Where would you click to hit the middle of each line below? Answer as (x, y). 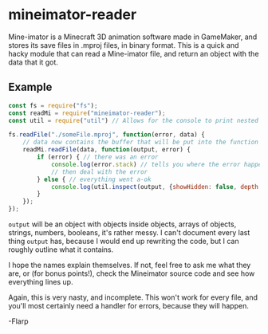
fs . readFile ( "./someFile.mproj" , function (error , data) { (106, 135)
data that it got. (33, 62)
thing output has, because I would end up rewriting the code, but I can (124, 241)
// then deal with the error (99, 172)
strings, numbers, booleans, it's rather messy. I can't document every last (129, 232)
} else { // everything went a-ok (94, 179)
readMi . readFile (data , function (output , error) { (107, 150)
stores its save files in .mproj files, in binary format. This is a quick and (124, 45)
